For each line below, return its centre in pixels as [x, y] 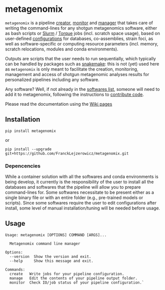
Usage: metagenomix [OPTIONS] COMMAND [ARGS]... [56, 235]
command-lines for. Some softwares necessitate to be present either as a [80, 192]
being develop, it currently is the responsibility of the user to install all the [80, 182]
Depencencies [23, 166]
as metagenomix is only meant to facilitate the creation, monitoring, [72, 69]
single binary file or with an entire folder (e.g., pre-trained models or [74, 198]
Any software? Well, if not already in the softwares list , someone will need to [82, 89]
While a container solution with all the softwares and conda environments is [82, 177]
